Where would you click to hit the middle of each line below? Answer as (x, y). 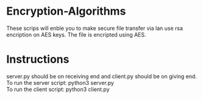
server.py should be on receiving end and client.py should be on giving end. (101, 76)
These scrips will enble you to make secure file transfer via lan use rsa (95, 28)
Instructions (38, 60)
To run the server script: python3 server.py (60, 82)
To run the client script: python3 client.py (58, 89)
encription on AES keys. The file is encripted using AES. (76, 34)
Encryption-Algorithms (66, 11)
